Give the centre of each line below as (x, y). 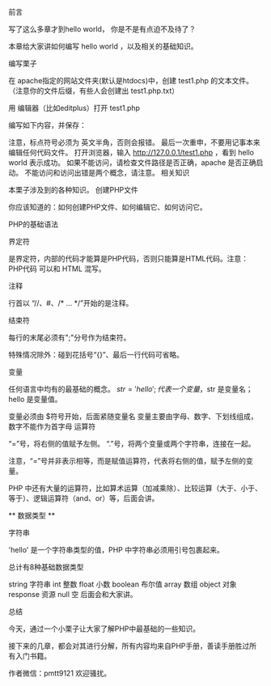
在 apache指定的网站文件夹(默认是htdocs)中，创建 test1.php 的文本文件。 (131, 80)
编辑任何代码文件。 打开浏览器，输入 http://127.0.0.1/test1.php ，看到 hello (131, 152)
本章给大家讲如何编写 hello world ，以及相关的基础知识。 (103, 46)
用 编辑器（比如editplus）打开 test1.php (74, 108)
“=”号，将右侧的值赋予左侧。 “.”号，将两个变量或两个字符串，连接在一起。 (132, 444)
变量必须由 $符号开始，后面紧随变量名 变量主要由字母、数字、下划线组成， (133, 416)
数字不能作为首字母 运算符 (52, 426)
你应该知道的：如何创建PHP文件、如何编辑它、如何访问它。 (108, 207)
